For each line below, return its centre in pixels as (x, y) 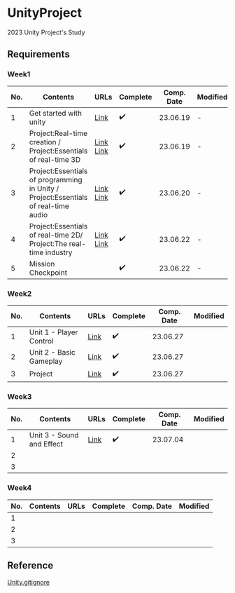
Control (41, 341)
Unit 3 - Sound (54, 435)
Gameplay (46, 361)
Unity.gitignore (29, 582)
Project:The (48, 243)
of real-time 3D (55, 159)
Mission (42, 264)
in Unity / (44, 189)
